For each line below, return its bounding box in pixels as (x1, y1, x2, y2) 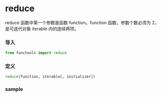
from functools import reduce (5, 51, 67, 56)
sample (5, 86, 24, 93)
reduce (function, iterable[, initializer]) (5, 74, 96, 79)
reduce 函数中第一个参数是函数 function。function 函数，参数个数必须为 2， (5, 19, 160, 25)
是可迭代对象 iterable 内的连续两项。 (5, 25, 79, 32)
